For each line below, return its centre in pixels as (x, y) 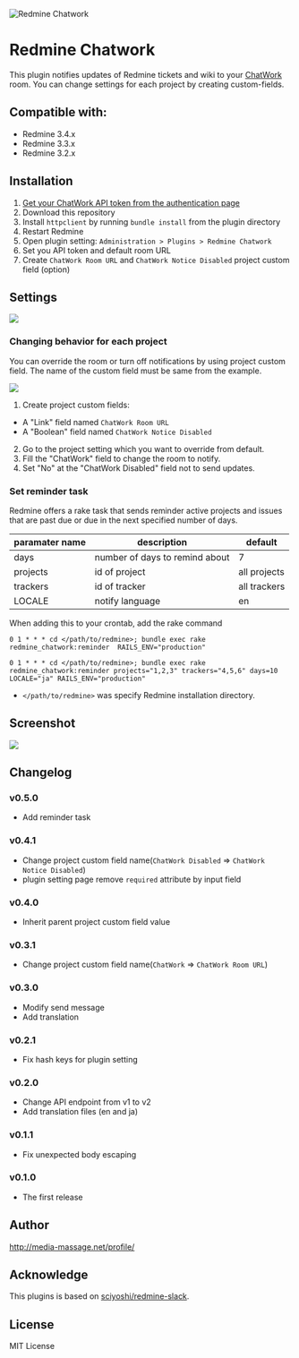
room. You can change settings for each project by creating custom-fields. (147, 84)
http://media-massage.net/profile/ (72, 1247)
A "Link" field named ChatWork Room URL (96, 422)
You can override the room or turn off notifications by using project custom (148, 361)
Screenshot (43, 724)
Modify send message (63, 1007)
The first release (52, 1197)
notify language (128, 601)
